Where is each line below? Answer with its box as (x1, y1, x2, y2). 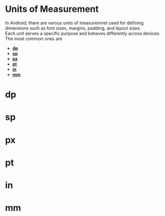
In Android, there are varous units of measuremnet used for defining (5, 20, 144, 26)
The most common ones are (5, 36, 63, 42)
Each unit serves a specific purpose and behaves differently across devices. (5, 30, 161, 36)
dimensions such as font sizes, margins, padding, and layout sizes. (5, 25, 141, 31)
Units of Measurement (5, 3, 99, 15)
